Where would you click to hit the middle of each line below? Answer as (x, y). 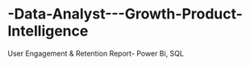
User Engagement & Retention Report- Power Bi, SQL (96, 53)
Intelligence (48, 31)
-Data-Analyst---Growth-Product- (125, 14)
